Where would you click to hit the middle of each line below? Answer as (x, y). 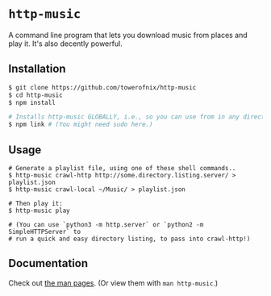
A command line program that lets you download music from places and (128, 35)
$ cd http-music (35, 95)
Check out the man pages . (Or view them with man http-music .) (113, 283)
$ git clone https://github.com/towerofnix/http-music (102, 87)
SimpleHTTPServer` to (45, 231)
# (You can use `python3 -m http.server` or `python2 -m (106, 224)
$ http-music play (39, 211)
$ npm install (32, 102)
